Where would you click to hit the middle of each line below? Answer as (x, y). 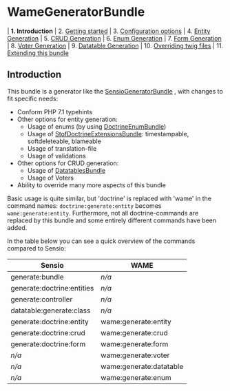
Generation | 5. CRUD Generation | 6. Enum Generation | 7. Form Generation (114, 38)
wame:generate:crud (135, 332)
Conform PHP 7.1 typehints (55, 112)
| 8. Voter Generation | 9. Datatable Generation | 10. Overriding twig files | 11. (115, 45)
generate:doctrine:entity (50, 321)
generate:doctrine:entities (52, 288)
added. (17, 227)
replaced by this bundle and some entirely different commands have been (112, 220)
